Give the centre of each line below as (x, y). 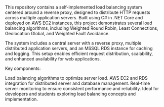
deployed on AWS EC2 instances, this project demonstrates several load (79, 23)
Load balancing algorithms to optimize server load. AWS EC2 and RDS (77, 78)
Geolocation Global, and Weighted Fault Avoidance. (57, 33)
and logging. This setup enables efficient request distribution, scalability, (79, 53)
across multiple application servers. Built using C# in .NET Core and (74, 18)
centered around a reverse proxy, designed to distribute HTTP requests (78, 12)
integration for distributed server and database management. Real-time (78, 83)
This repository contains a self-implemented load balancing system (74, 7)
